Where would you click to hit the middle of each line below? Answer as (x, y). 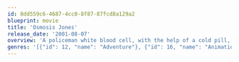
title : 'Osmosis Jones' (43, 27)
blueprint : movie (33, 21)
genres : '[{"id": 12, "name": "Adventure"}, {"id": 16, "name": (105, 47)
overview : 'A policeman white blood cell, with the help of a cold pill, (119, 41)
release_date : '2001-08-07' (49, 34)
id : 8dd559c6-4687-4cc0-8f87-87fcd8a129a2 (71, 14)
